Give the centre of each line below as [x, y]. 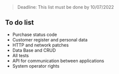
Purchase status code [34, 35]
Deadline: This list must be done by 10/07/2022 [65, 7]
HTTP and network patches [40, 45]
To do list [20, 22]
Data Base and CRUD [34, 50]
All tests [21, 55]
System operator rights [36, 66]
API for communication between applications [58, 61]
